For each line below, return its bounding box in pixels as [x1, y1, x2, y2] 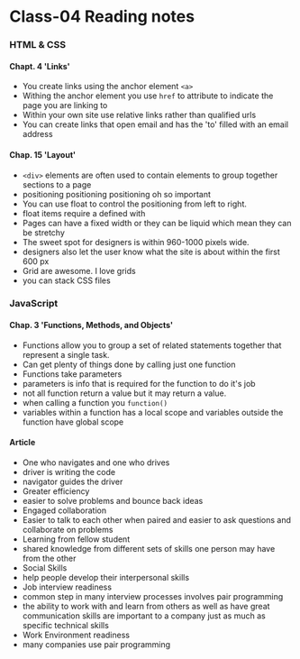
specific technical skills [22, 619, 110, 630]
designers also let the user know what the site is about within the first [22, 246, 281, 257]
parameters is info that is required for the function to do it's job [22, 378, 256, 389]
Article [9, 437, 36, 448]
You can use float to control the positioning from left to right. [22, 198, 248, 209]
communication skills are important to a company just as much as [22, 610, 266, 621]
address [22, 129, 53, 140]
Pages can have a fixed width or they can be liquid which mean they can [22, 217, 292, 228]
